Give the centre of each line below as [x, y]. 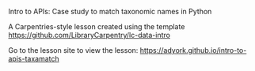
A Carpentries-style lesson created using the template [97, 26]
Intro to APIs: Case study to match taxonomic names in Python [110, 11]
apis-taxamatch [34, 59]
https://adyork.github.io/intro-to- [193, 50]
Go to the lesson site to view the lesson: [73, 50]
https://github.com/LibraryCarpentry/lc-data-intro [89, 35]
